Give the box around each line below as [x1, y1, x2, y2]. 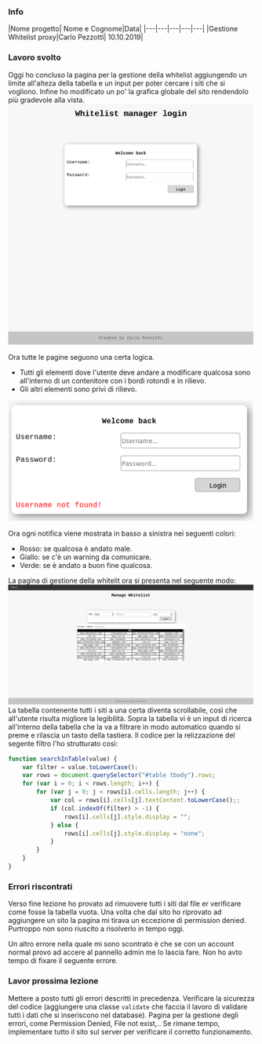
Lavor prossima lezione [8, 976, 99, 987]
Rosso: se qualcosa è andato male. [19, 544, 133, 553]
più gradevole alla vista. [8, 95, 85, 104]
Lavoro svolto [8, 52, 61, 63]
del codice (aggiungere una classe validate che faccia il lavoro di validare [8, 1002, 248, 1011]
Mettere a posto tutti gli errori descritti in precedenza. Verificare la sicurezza [8, 993, 255, 1003]
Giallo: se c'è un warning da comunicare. [19, 552, 151, 562]
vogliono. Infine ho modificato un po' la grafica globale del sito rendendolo [8, 86, 249, 96]
